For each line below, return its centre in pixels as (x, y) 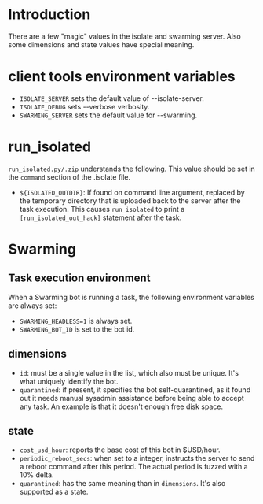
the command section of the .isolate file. (69, 177)
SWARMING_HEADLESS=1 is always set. (76, 321)
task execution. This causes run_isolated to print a (102, 209)
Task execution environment (79, 278)
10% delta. (37, 475)
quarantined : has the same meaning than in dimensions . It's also (122, 484)
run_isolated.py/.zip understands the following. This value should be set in (131, 169)
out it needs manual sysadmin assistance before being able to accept (132, 398)
